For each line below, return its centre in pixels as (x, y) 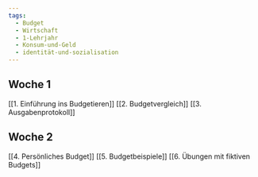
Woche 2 (31, 137)
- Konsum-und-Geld (46, 45)
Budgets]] (25, 164)
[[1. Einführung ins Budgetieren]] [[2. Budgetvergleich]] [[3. (105, 103)
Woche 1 (30, 85)
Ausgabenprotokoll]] (42, 112)
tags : (17, 15)
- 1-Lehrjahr (37, 38)
